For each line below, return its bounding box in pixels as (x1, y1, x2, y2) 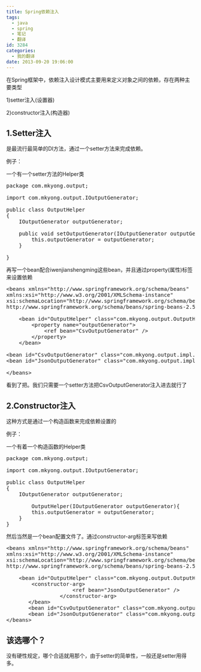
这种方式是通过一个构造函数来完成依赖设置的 (6, 418, 117, 425)
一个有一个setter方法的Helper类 (6, 171, 84, 178)
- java (11, 20, 28, 26)
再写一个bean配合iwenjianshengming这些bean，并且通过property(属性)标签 (6, 266, 193, 273)
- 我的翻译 (11, 53, 35, 59)
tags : (6, 14, 20, 20)
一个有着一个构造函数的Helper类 (6, 443, 86, 451)
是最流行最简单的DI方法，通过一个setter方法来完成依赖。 (6, 145, 147, 153)
